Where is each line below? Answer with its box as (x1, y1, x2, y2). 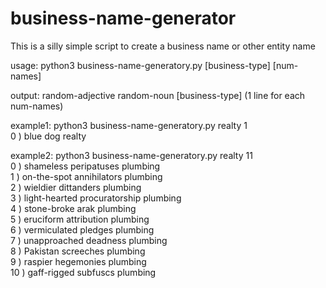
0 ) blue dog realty (10, 130, 87, 142)
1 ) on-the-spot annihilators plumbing (10, 170, 163, 182)
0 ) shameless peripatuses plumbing (10, 160, 161, 172)
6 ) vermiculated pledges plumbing (10, 223, 155, 236)
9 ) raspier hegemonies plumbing (10, 255, 147, 267)
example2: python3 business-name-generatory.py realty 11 (10, 149, 253, 161)
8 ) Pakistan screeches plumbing (10, 245, 146, 257)
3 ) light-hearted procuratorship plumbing (10, 192, 182, 204)
